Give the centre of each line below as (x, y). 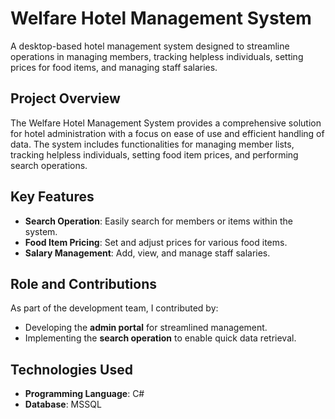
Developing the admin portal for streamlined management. (146, 328)
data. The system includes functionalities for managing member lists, (152, 144)
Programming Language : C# (84, 394)
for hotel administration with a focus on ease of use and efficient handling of (167, 133)
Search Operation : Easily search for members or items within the (159, 221)
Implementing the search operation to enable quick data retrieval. (160, 338)
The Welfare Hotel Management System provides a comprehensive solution (166, 123)
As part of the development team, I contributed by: (114, 308)
